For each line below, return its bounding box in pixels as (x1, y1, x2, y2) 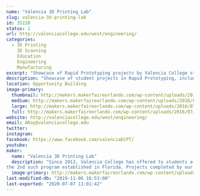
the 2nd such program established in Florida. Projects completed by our (6, 164, 193, 170)
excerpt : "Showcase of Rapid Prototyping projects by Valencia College (6, 70, 187, 76)
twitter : (6, 125, 28, 131)
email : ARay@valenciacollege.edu (6, 120, 89, 126)
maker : (6, 148, 23, 154)
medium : (11, 97, 31, 103)
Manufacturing (17, 64, 52, 71)
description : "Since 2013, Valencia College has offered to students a (11, 159, 193, 165)
